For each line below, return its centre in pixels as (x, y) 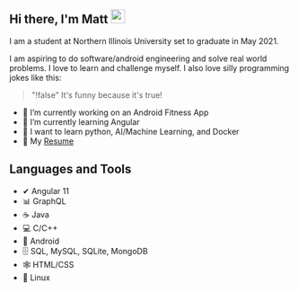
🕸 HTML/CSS (48, 264)
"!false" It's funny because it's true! (97, 94)
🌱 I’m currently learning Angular (81, 121)
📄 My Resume (48, 141)
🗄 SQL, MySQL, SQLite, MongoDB (85, 251)
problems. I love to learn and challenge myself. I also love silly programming (149, 67)
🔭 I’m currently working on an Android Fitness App (115, 112)
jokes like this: (35, 77)
